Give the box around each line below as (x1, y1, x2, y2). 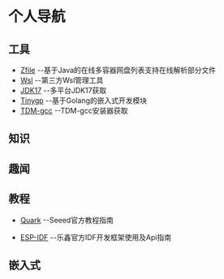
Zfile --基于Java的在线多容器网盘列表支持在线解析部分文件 (19, 66, 217, 75)
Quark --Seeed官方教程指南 (19, 215, 114, 225)
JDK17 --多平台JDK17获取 (19, 86, 107, 95)
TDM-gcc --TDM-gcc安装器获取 (19, 106, 128, 115)
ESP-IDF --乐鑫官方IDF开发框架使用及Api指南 (19, 232, 172, 242)
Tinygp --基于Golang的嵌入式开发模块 (19, 96, 148, 105)
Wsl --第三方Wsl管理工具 (19, 75, 104, 85)
